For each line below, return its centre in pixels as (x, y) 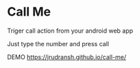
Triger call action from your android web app (70, 31)
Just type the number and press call (58, 44)
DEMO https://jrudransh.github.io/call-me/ (67, 57)
